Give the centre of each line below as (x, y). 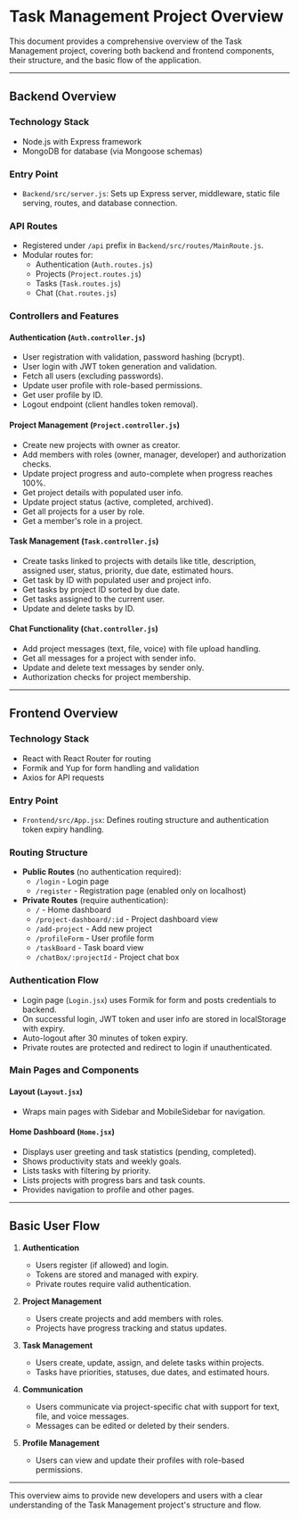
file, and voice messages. (82, 1415)
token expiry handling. (63, 829)
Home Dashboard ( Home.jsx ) (62, 1132)
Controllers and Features (64, 316)
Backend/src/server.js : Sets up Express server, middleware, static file (151, 193)
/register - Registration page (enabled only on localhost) (141, 891)
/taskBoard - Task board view (89, 948)
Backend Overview (63, 97)
